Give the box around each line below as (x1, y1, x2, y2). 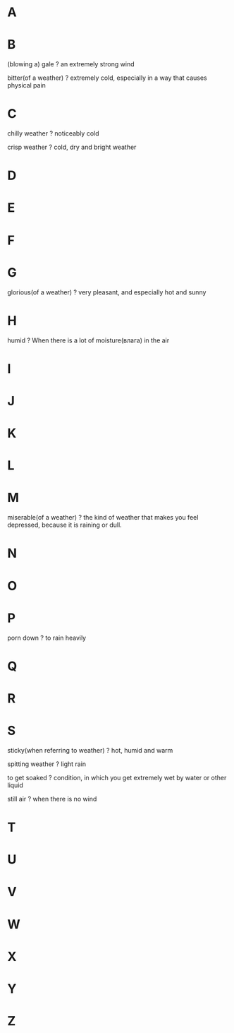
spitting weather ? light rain (7, 760, 87, 768)
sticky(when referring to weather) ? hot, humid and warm (7, 746, 173, 754)
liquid (7, 781, 23, 789)
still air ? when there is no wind (7, 794, 97, 803)
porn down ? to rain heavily (7, 633, 87, 642)
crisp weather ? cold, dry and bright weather (7, 143, 137, 152)
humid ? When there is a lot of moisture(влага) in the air (7, 336, 170, 345)
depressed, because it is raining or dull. (7, 520, 122, 530)
